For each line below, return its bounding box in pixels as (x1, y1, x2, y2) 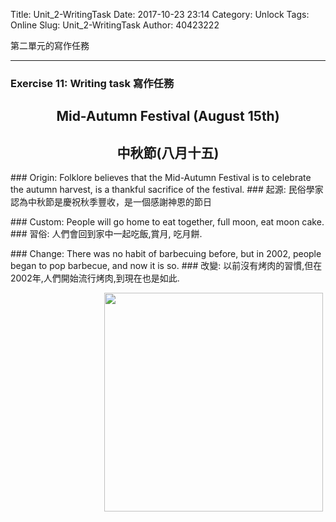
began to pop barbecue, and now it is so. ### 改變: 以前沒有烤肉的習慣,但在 (10, 260, 323, 272)
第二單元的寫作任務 (10, 40, 90, 51)
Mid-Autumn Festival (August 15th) (56, 108, 280, 125)
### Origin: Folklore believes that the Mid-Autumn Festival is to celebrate (10, 172, 312, 184)
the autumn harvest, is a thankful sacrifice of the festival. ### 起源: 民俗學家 (10, 184, 324, 196)
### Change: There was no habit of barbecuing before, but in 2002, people (10, 248, 322, 260)
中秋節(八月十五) (116, 144, 220, 161)
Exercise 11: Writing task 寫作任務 (10, 76, 175, 90)
